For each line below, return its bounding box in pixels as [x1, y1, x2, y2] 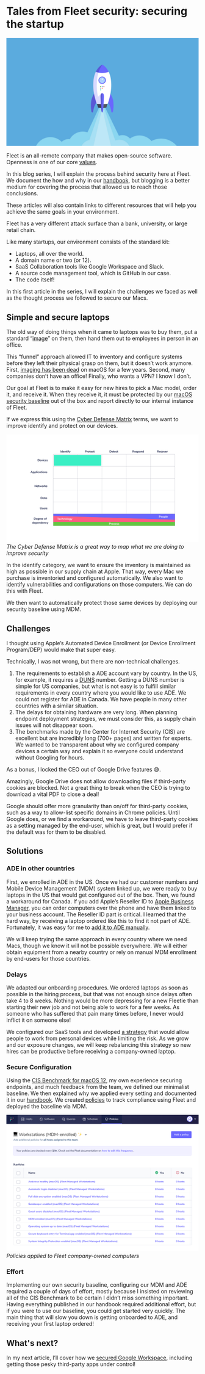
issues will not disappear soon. [15, 721, 93, 729]
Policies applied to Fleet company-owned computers [6, 1253, 139, 1260]
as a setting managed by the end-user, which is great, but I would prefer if [6, 822, 193, 830]
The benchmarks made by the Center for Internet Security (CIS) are [15, 728, 185, 736]
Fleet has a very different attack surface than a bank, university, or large [6, 220, 188, 227]
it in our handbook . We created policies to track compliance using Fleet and [6, 1096, 196, 1104]
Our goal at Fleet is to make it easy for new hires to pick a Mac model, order [6, 385, 197, 392]
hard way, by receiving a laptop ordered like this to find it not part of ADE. [6, 917, 191, 924]
